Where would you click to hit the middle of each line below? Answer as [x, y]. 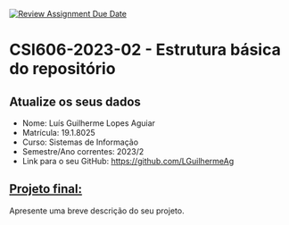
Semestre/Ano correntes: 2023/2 [83, 151]
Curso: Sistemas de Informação [80, 142]
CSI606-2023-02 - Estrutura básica [145, 50]
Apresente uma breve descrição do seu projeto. [97, 211]
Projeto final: [46, 189]
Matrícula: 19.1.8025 [58, 133]
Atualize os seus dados [75, 101]
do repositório [62, 69]
